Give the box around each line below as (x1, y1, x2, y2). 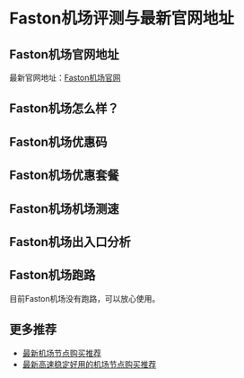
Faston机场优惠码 (9, 134, 108, 149)
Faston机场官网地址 (9, 47, 119, 62)
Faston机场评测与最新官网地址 (9, 8, 235, 29)
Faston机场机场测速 (9, 201, 119, 216)
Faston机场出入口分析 (9, 234, 132, 250)
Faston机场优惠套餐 (9, 168, 119, 183)
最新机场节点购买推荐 (22, 347, 101, 358)
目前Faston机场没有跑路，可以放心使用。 (9, 293, 161, 303)
